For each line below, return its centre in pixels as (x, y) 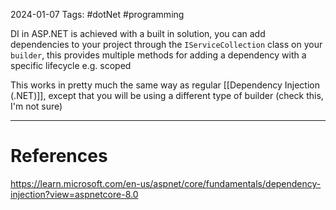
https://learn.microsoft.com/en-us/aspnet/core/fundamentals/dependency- (166, 183)
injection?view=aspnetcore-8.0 (74, 194)
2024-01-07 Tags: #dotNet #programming (97, 14)
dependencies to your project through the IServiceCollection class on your (166, 44)
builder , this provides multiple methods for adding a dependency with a (158, 55)
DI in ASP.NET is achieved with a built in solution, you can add (138, 33)
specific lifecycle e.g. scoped (71, 65)
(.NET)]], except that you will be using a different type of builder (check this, (167, 95)
